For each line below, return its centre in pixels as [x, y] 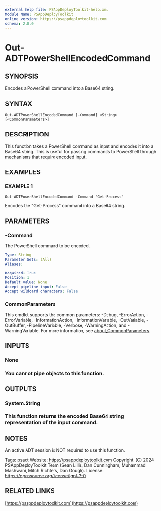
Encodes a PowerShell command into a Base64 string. [60, 88]
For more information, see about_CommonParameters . [96, 330]
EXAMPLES [23, 172]
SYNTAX [19, 104]
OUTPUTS [21, 389]
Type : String [18, 255]
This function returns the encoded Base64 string [65, 416]
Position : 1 [17, 277]
